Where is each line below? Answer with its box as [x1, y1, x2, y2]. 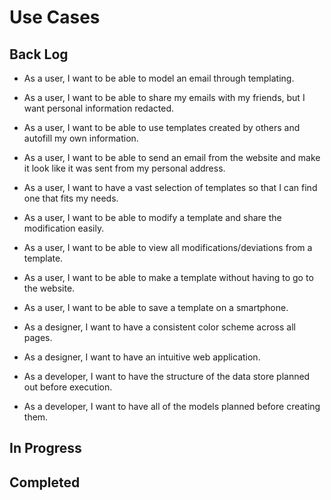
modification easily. [23, 222, 105, 234]
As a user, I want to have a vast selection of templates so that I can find [23, 182, 318, 193]
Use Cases [9, 6, 101, 29]
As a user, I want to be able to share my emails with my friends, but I [23, 92, 306, 103]
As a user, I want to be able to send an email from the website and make [23, 152, 321, 163]
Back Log [9, 46, 69, 63]
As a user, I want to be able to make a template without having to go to [23, 272, 314, 283]
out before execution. [23, 381, 113, 393]
